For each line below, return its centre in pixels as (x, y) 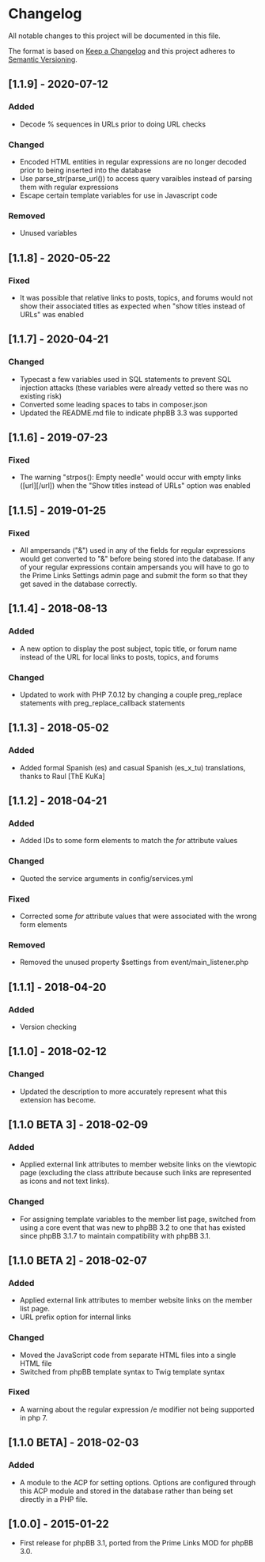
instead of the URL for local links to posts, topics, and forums (119, 656)
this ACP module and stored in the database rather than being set (126, 1491)
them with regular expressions (69, 187)
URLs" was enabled (52, 314)
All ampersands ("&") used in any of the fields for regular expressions (132, 550)
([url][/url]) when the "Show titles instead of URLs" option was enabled (135, 486)
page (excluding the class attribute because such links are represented (135, 1173)
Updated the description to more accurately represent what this (123, 1091)
